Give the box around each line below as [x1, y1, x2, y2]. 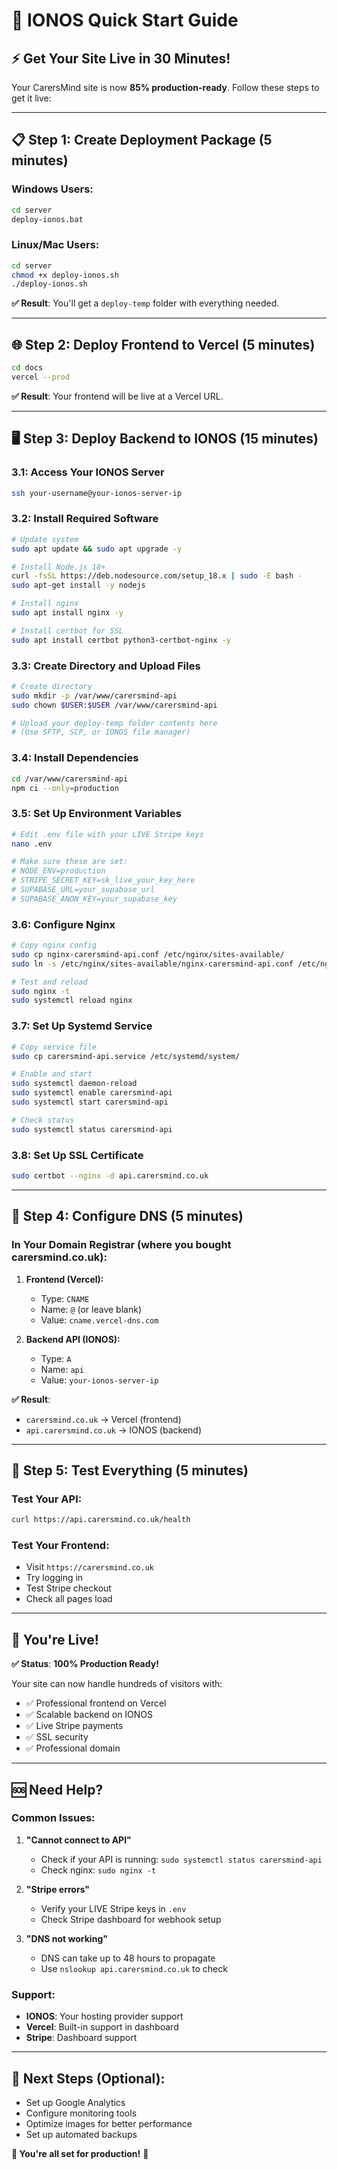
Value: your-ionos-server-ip [40, 1374, 159, 1386]
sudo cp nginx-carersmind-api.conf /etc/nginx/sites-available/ [11, 949, 285, 959]
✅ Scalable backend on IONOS [25, 1709, 154, 1721]
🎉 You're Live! [11, 1631, 99, 1648]
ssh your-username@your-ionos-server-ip [11, 488, 183, 498]
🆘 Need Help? [11, 1781, 104, 1798]
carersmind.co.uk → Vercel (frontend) [25, 1413, 182, 1425]
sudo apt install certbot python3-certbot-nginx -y [11, 635, 231, 645]
